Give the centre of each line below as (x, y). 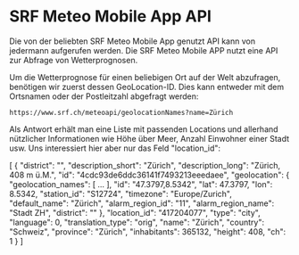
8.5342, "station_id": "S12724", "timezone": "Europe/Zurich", (120, 193)
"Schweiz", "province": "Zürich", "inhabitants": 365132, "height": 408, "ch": (148, 231)
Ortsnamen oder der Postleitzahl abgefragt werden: (104, 96)
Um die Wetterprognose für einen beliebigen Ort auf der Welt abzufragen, (145, 77)
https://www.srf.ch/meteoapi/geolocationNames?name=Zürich (121, 112)
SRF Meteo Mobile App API (111, 16)
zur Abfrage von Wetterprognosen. (74, 60)
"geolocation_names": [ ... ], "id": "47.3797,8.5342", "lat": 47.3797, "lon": (141, 184)
